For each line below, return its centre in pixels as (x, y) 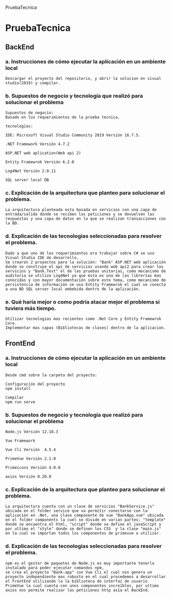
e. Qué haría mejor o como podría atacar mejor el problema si (83, 302)
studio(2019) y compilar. (33, 83)
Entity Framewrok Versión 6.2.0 (40, 162)
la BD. (12, 223)
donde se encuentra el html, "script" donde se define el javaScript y (83, 524)
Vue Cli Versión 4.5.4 (31, 450)
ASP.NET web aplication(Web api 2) (43, 153)
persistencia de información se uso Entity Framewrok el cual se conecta (86, 284)
